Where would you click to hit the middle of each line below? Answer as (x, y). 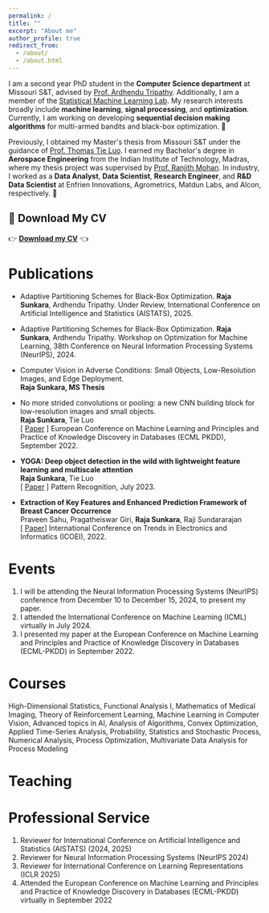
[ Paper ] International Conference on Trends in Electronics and (123, 528)
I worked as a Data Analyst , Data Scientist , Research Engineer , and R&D (130, 176)
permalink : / (30, 16)
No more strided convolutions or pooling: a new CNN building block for (137, 402)
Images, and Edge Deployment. (72, 378)
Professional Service (79, 818)
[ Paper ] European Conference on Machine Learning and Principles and (139, 428)
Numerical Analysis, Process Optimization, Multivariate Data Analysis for (128, 740)
